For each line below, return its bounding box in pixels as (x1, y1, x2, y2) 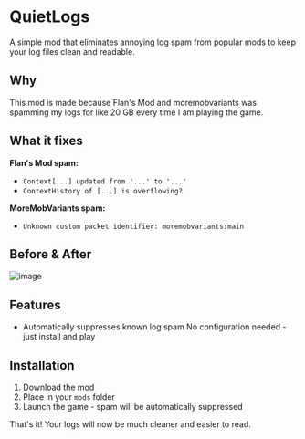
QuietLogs (9, 6, 90, 27)
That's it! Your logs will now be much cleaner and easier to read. (9, 419, 251, 430)
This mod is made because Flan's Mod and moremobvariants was (9, 97, 258, 108)
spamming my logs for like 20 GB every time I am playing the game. (9, 107, 264, 118)
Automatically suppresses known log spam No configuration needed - (22, 321, 287, 332)
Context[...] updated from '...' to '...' (22, 176, 187, 186)
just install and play (22, 331, 96, 342)
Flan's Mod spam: (9, 157, 79, 168)
